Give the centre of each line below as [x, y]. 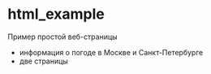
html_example [56, 14]
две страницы [43, 61]
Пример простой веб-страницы [63, 37]
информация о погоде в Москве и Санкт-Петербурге [111, 52]
